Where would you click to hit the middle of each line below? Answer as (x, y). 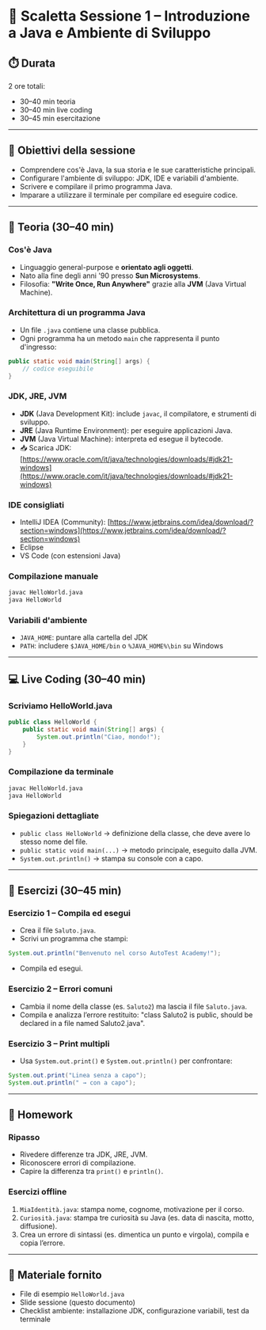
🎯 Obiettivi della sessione (72, 151)
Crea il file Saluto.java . (58, 930)
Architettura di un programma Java (77, 313)
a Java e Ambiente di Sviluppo (110, 33)
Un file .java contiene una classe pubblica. (90, 330)
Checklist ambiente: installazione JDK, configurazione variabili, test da (134, 1311)
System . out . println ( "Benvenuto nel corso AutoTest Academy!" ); (115, 953)
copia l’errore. (42, 1243)
